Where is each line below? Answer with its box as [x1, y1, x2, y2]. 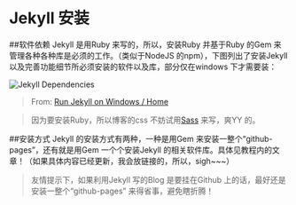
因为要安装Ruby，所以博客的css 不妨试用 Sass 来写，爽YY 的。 [30, 114, 261, 125]
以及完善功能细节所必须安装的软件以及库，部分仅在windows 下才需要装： [9, 61, 277, 72]
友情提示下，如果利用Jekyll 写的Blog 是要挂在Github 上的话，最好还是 [30, 174, 286, 185]
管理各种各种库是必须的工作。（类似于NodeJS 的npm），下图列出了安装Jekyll [9, 50, 288, 60]
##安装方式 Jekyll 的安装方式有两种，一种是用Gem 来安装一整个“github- [9, 133, 273, 144]
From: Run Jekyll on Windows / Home [30, 96, 169, 106]
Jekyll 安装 [9, 8, 90, 28]
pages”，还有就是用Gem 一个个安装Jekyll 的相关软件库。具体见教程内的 [9, 144, 273, 155]
